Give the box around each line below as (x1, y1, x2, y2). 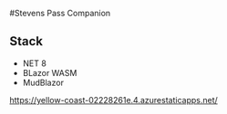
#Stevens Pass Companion (9, 8, 111, 18)
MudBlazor (22, 77, 64, 88)
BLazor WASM (22, 67, 77, 78)
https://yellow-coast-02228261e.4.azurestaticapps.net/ (9, 94, 219, 105)
